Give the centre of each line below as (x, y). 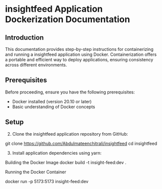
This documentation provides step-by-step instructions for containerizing (79, 49)
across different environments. (36, 65)
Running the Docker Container (36, 172)
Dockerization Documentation (67, 19)
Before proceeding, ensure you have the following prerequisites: (70, 92)
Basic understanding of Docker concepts (54, 107)
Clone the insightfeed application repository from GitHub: (70, 134)
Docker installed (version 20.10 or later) (52, 101)
